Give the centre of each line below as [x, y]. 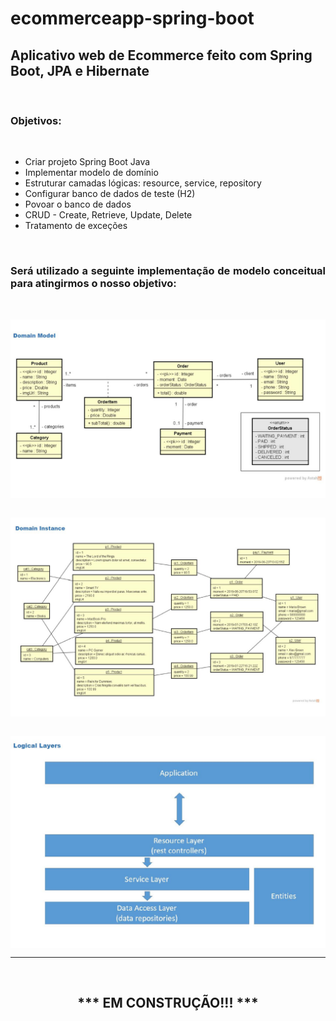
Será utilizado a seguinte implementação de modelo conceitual [168, 271]
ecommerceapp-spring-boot [132, 18]
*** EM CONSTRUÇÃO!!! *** [168, 1003]
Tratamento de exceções [76, 226]
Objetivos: [36, 120]
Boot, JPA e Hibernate [80, 70]
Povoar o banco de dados [78, 204]
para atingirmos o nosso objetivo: [93, 284]
